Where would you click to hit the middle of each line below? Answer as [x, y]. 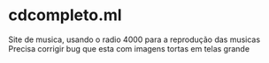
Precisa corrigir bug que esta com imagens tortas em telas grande [129, 48]
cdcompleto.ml [65, 15]
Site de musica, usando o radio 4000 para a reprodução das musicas [134, 39]
